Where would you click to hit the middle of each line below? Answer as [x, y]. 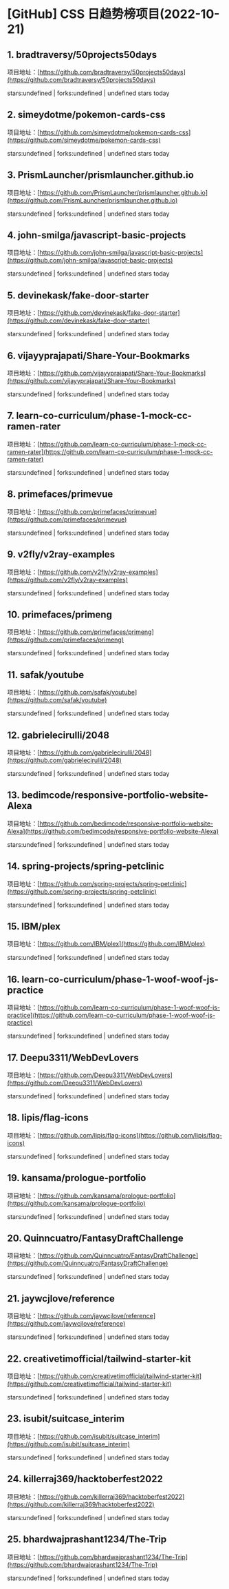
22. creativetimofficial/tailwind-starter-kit [99, 1359]
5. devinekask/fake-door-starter [78, 295]
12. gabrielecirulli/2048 [58, 735]
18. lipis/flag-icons [48, 1118]
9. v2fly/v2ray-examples [61, 554]
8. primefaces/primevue [60, 494]
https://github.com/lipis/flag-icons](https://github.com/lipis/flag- [131, 1135]
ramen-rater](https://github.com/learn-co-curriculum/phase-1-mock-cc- [110, 451]
